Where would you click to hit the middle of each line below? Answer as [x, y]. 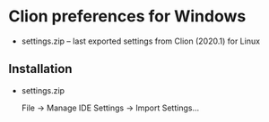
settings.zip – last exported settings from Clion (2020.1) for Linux [141, 41]
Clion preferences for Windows [127, 16]
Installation [40, 69]
